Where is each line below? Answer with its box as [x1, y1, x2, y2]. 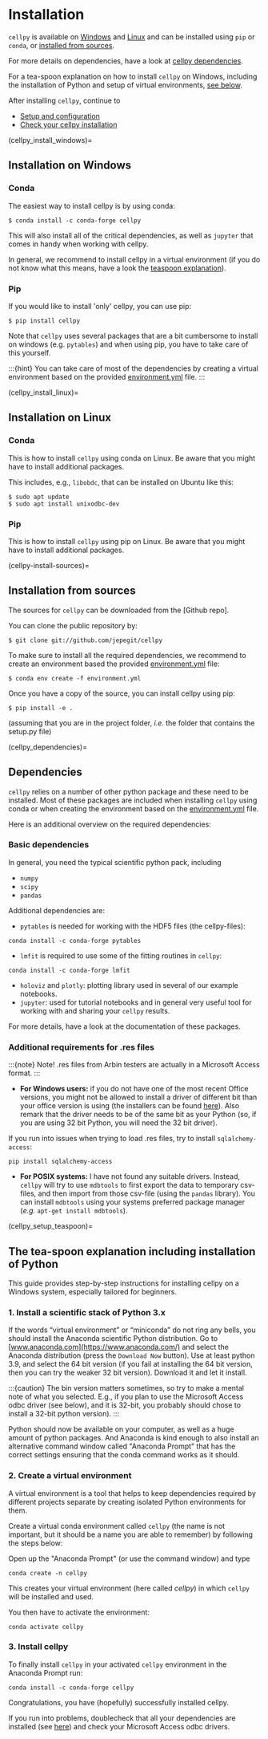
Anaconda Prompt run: [8, 1668, 83, 1677]
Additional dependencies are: [8, 905, 106, 915]
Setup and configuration [19, 111, 100, 120]
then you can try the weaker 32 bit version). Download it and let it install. [8, 1367, 247, 1378]
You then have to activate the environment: [8, 1607, 150, 1617]
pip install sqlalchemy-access [8, 1158, 113, 1166]
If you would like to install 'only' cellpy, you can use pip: [8, 301, 192, 311]
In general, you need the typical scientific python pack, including [8, 857, 222, 867]
